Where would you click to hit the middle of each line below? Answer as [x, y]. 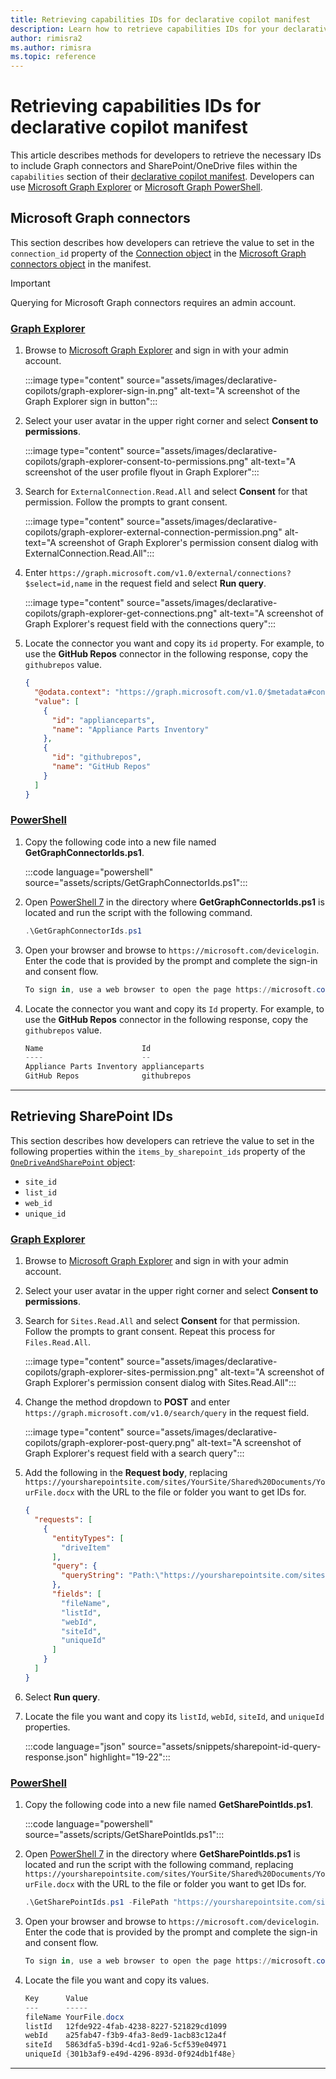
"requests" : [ [63, 1520]
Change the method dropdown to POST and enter [127, 1402]
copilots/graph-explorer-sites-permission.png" [121, 1372]
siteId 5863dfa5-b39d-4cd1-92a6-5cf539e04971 [125, 2045]
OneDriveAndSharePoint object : [73, 1162]
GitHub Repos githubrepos [108, 1076]
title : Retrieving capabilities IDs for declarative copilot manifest [160, 19]
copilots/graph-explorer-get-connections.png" [121, 613]
